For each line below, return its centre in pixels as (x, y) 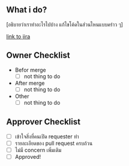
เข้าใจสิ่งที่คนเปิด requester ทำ (47, 136)
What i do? (27, 10)
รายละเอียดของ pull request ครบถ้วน (54, 143)
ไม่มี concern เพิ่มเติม (38, 150)
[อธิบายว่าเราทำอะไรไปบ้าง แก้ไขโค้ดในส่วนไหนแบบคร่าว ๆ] (64, 24)
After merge (30, 83)
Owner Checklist (38, 56)
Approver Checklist (43, 122)
